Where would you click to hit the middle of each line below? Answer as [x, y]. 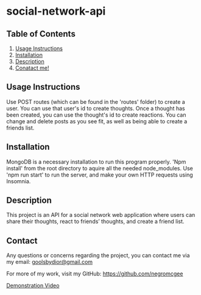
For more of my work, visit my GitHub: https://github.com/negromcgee [95, 274]
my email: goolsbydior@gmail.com [50, 262]
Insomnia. [19, 181]
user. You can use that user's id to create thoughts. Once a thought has [96, 108]
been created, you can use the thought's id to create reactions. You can [97, 115]
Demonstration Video [33, 286]
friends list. [20, 128]
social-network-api [56, 11]
